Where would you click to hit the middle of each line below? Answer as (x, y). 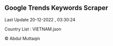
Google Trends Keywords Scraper (56, 8)
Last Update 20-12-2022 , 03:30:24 (40, 19)
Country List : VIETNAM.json (33, 29)
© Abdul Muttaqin (22, 38)
